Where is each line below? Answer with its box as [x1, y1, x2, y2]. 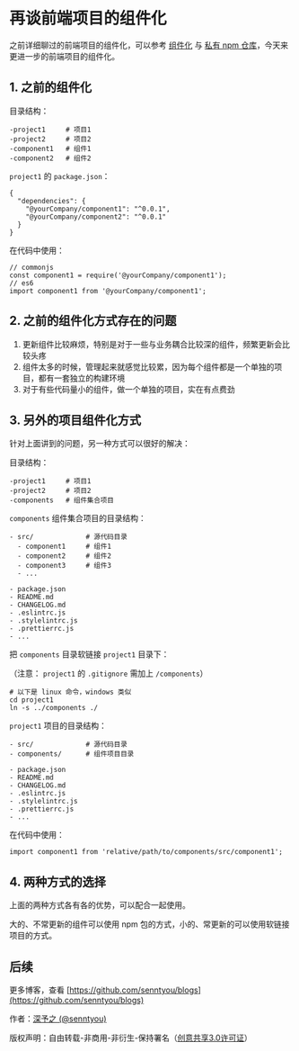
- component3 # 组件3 [17, 561, 112, 570]
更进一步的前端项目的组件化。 [9, 50, 119, 61]
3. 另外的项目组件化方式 [9, 412, 142, 427]
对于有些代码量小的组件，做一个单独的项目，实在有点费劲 [22, 383, 235, 394]
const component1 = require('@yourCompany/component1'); [9, 271, 227, 280]
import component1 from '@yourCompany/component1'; [9, 286, 207, 295]
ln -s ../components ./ [9, 704, 99, 713]
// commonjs [9, 263, 54, 272]
